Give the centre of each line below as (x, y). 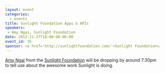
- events (18, 19)
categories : (17, 14)
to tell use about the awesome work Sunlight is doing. (59, 65)
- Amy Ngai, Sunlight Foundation (41, 32)
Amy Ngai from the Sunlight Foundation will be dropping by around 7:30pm (81, 60)
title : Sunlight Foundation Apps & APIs (47, 23)
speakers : (15, 28)
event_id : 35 (18, 42)
